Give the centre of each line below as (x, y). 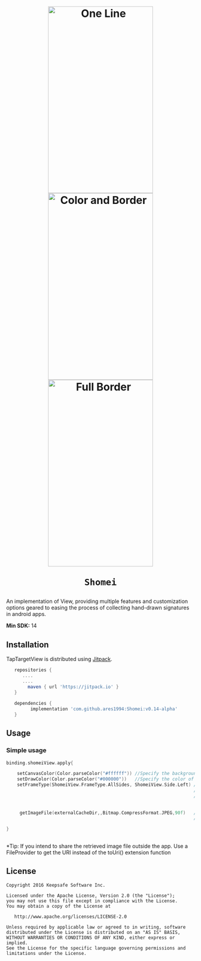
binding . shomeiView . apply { (40, 763)
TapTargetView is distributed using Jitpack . (59, 659)
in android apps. (26, 614)
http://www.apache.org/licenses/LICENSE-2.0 (71, 917)
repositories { (33, 670)
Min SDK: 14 (22, 626)
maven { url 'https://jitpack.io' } (73, 687)
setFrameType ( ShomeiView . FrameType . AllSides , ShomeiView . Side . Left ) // (108, 785)
